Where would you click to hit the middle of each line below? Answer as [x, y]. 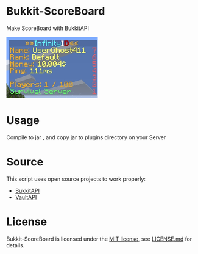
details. [16, 245]
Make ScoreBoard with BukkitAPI [48, 28]
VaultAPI [26, 197]
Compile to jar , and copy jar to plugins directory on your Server [86, 137]
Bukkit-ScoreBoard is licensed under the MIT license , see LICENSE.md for [99, 239]
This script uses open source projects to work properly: [76, 179]
